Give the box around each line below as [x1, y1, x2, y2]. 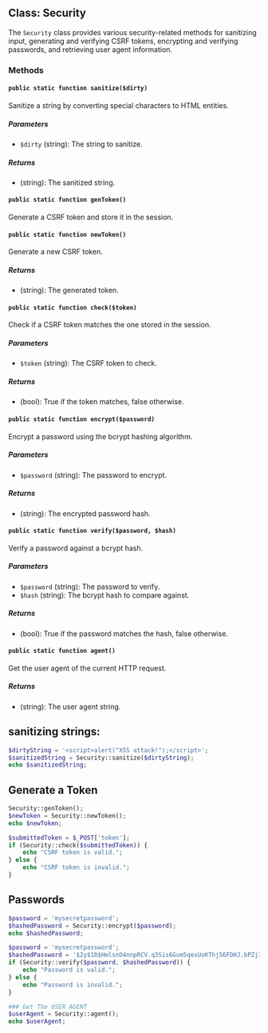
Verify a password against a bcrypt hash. [8, 543, 144, 553]
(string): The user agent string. [19, 702, 121, 711]
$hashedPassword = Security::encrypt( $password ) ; [8, 922, 177, 930]
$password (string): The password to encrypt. [19, 470, 167, 479]
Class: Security [8, 6, 86, 20]
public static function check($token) [8, 303, 137, 311]
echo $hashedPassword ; [8, 929, 84, 937]
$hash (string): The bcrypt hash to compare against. [19, 590, 190, 599]
